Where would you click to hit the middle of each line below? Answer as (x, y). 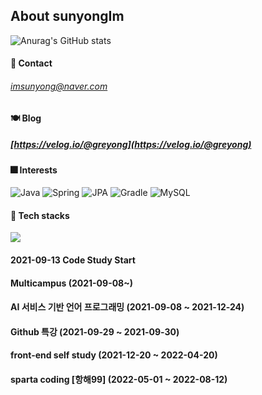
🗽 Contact (31, 63)
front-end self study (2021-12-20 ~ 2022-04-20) (114, 355)
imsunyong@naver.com (59, 86)
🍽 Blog (26, 118)
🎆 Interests (34, 170)
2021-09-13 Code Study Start (73, 260)
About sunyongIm (67, 16)
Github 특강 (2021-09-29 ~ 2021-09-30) (95, 331)
